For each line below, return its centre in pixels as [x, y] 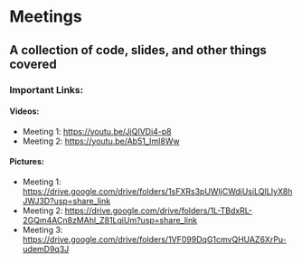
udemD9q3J [46, 249]
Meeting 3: [42, 230]
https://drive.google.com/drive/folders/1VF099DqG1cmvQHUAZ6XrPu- [154, 239]
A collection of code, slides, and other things [138, 50]
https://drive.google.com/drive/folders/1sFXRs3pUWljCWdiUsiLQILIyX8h [157, 191]
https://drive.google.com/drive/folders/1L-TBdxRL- [159, 211]
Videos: [24, 111]
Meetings [46, 17]
